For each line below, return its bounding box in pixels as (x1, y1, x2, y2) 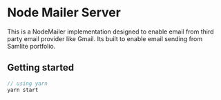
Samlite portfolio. (7, 42, 56, 50)
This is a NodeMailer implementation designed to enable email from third (7, 27, 214, 36)
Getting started (7, 62, 75, 73)
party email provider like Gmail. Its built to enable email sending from (7, 34, 202, 42)
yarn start (7, 86, 39, 93)
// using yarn (7, 80, 48, 87)
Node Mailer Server (7, 5, 121, 21)
